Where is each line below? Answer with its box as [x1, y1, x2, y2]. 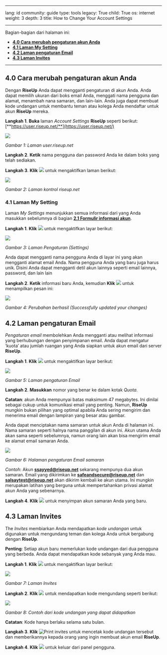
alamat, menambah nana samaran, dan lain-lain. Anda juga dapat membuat [5, 97, 159, 103]
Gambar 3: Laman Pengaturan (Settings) [5, 245, 89, 251]
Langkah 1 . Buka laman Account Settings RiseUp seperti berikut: [5, 118, 138, 124]
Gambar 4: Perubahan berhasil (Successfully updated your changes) [5, 304, 148, 311]
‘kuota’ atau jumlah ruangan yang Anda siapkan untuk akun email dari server [5, 343, 162, 349]
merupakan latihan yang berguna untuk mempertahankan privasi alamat [5, 482, 153, 488]
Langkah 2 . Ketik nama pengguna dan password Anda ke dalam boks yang [5, 152, 160, 158]
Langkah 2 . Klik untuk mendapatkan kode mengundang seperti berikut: [5, 590, 158, 596]
